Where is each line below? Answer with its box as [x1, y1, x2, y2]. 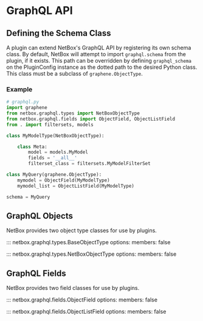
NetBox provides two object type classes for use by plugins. [6, 227, 157, 235]
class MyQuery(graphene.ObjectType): [6, 172, 102, 178]
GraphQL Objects [6, 211, 73, 221]
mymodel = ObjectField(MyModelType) [17, 177, 111, 183]
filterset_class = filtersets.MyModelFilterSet [28, 161, 151, 167]
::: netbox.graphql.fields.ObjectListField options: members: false [6, 308, 167, 316]
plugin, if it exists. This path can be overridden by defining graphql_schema [6, 57, 192, 64]
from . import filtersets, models [6, 121, 94, 128]
